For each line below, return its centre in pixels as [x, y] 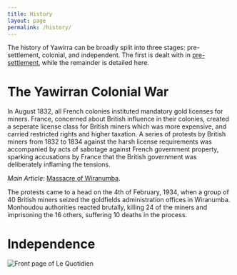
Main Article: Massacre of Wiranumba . [64, 179]
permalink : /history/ [40, 27]
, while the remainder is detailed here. [94, 63]
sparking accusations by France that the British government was [102, 157]
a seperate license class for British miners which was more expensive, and [117, 126]
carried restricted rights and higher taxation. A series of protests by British [117, 134]
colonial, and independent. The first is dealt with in [116, 55]
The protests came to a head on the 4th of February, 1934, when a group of [118, 192]
